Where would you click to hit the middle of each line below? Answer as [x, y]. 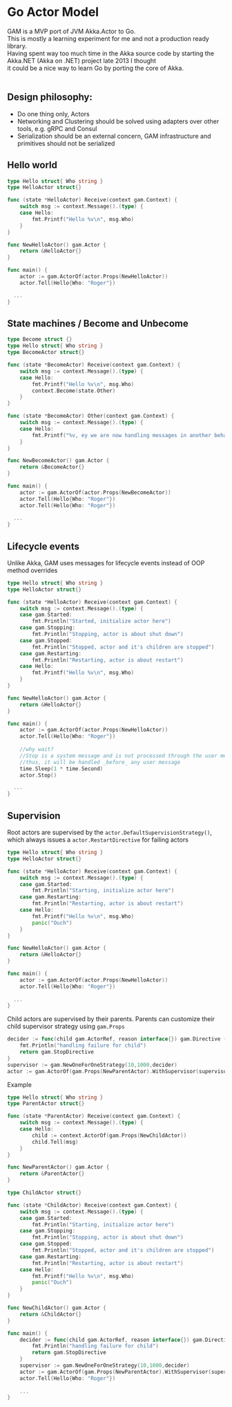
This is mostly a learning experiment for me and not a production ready [108, 38]
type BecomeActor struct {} [46, 353]
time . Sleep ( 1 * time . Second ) [61, 769]
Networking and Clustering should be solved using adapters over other [118, 121]
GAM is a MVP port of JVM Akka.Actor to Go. [71, 31]
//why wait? [37, 750]
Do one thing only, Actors [53, 114]
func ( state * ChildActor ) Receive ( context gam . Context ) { [92, 1205]
